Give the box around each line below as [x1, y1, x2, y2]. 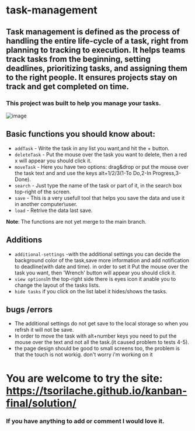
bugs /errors [6, 304, 53, 314]
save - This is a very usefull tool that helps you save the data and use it [14, 194, 185, 201]
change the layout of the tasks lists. [14, 281, 100, 289]
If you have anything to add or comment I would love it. [6, 417, 165, 425]
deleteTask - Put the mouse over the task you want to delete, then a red [14, 151, 187, 158]
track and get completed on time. [6, 81, 130, 91]
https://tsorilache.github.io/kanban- [6, 384, 187, 397]
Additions [6, 235, 43, 245]
